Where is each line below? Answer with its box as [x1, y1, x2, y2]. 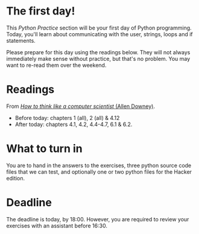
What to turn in [6, 142, 83, 156]
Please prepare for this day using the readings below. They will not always [6, 48, 191, 55]
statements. [6, 37, 36, 44]
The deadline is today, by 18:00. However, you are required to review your [6, 215, 189, 223]
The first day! [6, 4, 75, 18]
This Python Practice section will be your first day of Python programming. [6, 24, 192, 31]
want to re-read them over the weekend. [6, 62, 107, 69]
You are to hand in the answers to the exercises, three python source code [6, 162, 192, 169]
